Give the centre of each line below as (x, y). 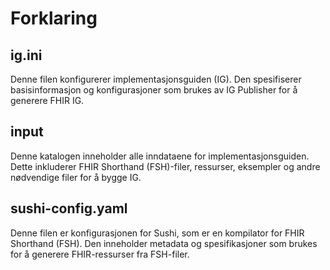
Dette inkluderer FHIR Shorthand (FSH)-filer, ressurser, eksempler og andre (165, 166)
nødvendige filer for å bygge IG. (76, 177)
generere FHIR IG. (47, 100)
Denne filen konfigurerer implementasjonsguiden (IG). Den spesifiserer (156, 79)
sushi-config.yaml (69, 208)
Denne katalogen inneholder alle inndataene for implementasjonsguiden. (160, 156)
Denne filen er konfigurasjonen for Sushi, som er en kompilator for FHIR (157, 233)
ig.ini (26, 55)
